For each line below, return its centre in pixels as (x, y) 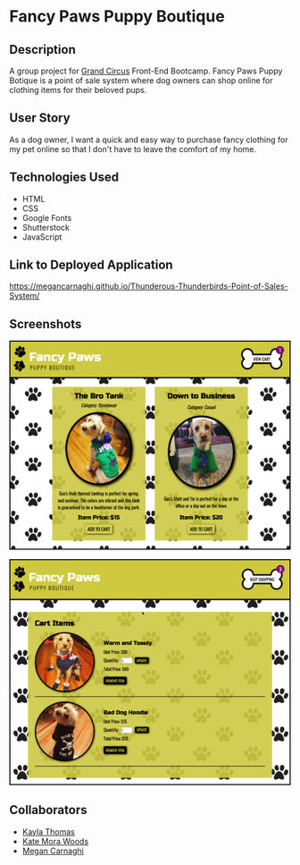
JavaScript (42, 237)
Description (42, 50)
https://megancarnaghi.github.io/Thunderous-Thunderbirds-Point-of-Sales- (149, 286)
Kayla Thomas (49, 831)
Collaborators (48, 810)
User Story (40, 118)
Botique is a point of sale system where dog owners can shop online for (142, 81)
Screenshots (46, 324)
